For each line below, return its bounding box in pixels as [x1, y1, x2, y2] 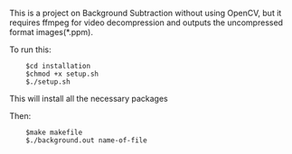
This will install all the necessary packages [9, 94, 169, 104]
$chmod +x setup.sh [25, 69, 99, 78]
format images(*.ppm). [9, 27, 93, 37]
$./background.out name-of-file [25, 136, 147, 145]
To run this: [9, 44, 52, 55]
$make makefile [25, 128, 83, 137]
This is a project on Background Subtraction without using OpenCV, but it [9, 8, 282, 18]
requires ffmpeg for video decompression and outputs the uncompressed [9, 17, 283, 28]
